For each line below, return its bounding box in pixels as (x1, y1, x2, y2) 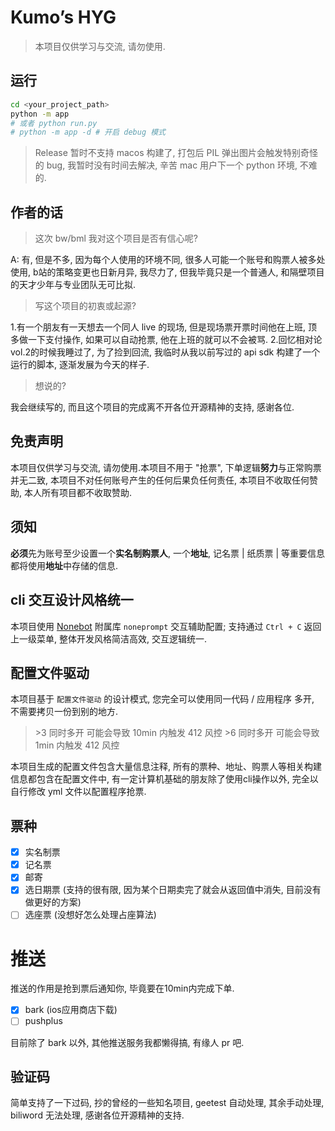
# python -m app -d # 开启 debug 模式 (10, 127, 167, 138)
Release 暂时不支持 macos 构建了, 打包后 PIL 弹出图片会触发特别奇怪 (34, 147, 319, 159)
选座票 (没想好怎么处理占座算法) (24, 909, 157, 921)
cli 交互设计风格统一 (10, 592, 134, 609)
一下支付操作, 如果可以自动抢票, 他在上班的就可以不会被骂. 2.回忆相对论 (27, 334, 323, 346)
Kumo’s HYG (10, 6, 117, 29)
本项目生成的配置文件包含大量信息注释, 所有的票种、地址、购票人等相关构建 (10, 761, 322, 773)
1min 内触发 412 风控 (34, 739, 120, 751)
